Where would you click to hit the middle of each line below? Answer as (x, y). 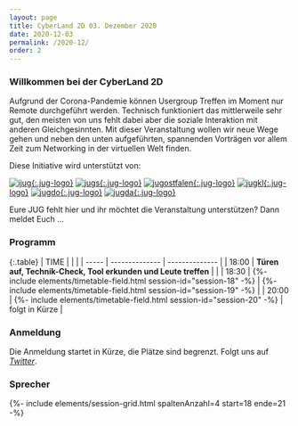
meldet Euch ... (37, 219)
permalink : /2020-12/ (49, 42)
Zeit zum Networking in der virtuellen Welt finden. (101, 149)
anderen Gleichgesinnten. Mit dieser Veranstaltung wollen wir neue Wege (144, 129)
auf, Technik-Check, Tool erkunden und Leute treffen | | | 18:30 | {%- (138, 271)
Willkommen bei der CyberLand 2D (86, 82)
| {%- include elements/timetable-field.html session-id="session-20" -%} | (146, 299)
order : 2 (25, 51)
